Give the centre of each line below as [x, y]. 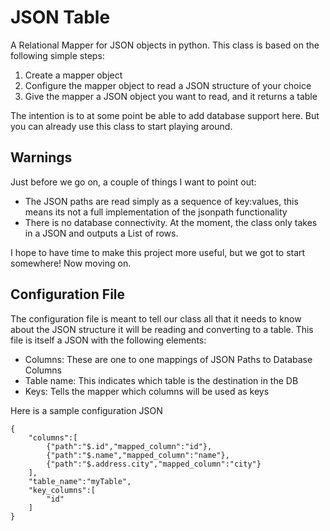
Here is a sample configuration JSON [86, 410]
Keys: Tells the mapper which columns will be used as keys [147, 391]
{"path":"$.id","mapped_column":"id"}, [129, 446]
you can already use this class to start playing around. [121, 126]
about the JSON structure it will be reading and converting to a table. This [162, 329]
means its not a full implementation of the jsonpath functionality [156, 212]
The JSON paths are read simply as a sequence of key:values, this [161, 201]
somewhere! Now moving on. [71, 263]
